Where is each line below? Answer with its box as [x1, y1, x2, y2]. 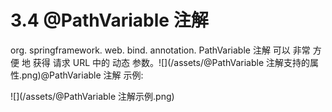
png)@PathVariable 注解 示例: [21, 69, 144, 81]
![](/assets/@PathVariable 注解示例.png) [10, 90, 175, 102]
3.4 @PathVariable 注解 [10, 9, 209, 32]
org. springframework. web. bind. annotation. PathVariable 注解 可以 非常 [10, 44, 311, 56]
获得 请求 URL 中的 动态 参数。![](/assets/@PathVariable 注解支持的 [32, 56, 310, 68]
